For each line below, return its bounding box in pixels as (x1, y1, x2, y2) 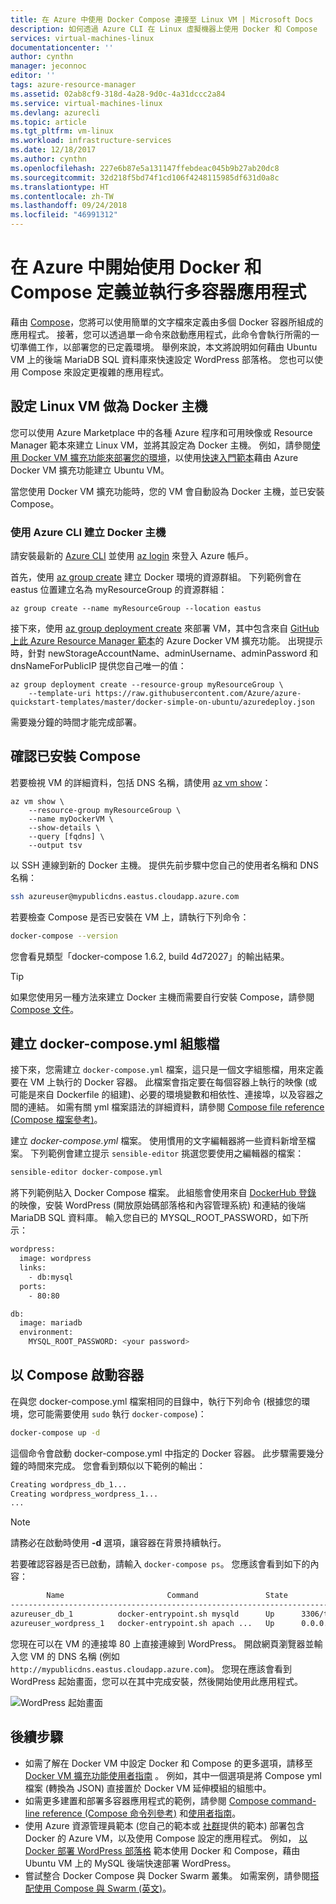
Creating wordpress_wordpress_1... (10, 1489, 159, 1499)
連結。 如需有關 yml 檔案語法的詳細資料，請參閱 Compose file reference (27, 1101, 325, 1113)
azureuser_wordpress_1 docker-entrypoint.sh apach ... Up (10, 1618, 275, 1628)
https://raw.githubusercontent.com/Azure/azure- (95, 689, 302, 699)
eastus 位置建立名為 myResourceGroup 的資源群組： (10, 584, 228, 596)
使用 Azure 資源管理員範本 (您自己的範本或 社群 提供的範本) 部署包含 (24, 1819, 305, 1831)
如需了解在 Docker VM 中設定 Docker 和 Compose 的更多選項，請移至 (24, 1757, 313, 1769)
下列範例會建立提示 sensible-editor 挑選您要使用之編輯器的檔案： (29, 1147, 305, 1160)
